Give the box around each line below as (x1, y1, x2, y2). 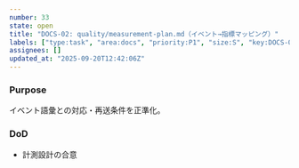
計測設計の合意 (21, 148, 77, 160)
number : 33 (9, 12, 50, 22)
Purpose (9, 84, 47, 96)
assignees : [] (9, 46, 62, 55)
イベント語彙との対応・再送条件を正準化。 (9, 105, 166, 116)
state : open (9, 21, 53, 30)
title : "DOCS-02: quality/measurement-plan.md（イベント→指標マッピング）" (9, 29, 279, 38)
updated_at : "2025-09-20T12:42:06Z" (9, 54, 145, 63)
